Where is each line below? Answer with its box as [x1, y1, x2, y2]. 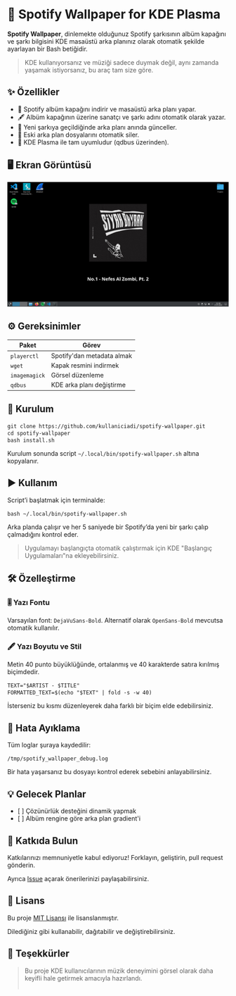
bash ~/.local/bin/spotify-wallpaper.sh [7, 510, 128, 517]
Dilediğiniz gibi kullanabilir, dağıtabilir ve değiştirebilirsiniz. [7, 927, 176, 935]
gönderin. [7, 861, 36, 869]
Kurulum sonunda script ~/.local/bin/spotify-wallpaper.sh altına [7, 449, 199, 457]
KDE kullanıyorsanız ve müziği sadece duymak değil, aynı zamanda [24, 58, 219, 66]
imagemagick [10, 373, 46, 380]
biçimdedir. [7, 668, 40, 676]
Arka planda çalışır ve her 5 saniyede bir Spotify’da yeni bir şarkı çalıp [7, 523, 209, 531]
